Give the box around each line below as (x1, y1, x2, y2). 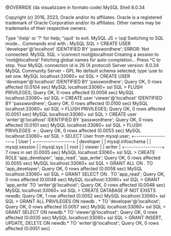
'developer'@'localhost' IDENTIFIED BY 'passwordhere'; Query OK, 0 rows (5, 79, 162, 84)
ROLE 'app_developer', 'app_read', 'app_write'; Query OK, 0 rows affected (5, 155, 161, 161)
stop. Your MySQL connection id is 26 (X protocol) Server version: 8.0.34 (5, 62, 159, 68)
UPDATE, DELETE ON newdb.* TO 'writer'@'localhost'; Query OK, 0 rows (5, 220, 159, 226)
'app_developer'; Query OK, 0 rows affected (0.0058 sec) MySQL (5, 166, 143, 171)
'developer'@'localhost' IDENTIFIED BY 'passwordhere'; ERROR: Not (5, 46, 150, 52)
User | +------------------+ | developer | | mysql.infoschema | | (18, 138, 152, 144)
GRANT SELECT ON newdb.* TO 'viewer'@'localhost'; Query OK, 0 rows (5, 209, 158, 215)
